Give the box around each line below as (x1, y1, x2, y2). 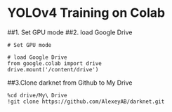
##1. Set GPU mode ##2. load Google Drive (7, 28, 133, 36)
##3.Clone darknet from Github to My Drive (7, 78, 133, 87)
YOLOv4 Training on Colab (7, 5, 166, 21)
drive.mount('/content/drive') (7, 66, 99, 73)
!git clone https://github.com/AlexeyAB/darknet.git (7, 98, 165, 105)
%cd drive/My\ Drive (7, 92, 68, 99)
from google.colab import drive (7, 59, 102, 67)
